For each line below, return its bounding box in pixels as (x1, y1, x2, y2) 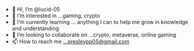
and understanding (11, 25, 59, 32)
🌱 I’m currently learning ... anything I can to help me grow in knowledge (11, 19, 189, 25)
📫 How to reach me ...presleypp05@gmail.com (11, 38, 130, 45)
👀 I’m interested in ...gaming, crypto (11, 12, 100, 19)
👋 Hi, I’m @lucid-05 (11, 6, 60, 13)
